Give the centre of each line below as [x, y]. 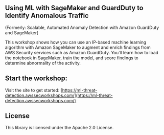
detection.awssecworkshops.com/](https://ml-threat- [59, 95]
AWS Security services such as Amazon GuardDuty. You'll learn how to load [82, 52]
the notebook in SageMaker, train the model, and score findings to [72, 58]
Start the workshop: [36, 79]
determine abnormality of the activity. [43, 63]
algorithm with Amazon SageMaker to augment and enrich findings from [78, 47]
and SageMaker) [22, 33]
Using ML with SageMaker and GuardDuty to [74, 8]
